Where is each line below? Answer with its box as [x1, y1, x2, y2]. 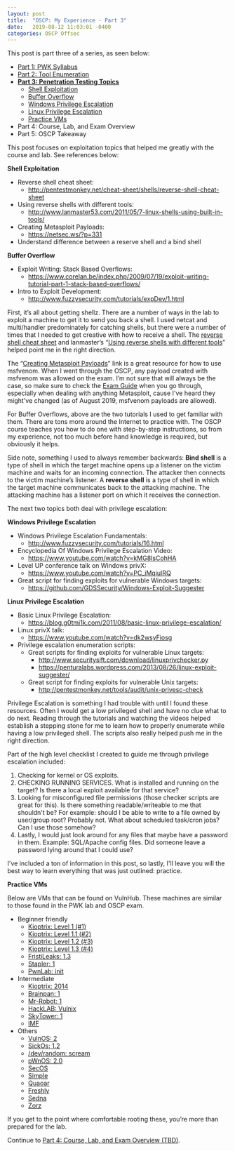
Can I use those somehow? [17, 823, 96, 832]
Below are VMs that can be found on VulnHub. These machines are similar [7, 894, 222, 903]
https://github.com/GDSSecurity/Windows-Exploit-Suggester [27, 584, 205, 592]
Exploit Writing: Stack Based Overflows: [17, 265, 133, 274]
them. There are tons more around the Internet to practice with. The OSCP [7, 418, 222, 426]
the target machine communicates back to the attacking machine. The [7, 484, 210, 492]
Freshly [27, 1086, 50, 1095]
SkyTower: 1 [27, 1012, 63, 1020]
